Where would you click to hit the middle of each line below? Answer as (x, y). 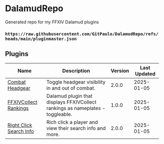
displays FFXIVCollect (71, 102)
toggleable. (59, 114)
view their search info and (76, 128)
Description (76, 71)
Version (120, 71)
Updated (145, 73)
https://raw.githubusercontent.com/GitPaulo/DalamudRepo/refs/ (82, 34)
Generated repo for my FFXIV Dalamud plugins (52, 22)
